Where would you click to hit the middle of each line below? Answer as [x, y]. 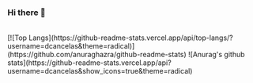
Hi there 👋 [27, 13]
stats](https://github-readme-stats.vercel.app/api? [89, 63]
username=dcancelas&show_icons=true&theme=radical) [100, 71]
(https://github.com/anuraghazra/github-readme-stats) [97, 55]
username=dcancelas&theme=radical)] [71, 46]
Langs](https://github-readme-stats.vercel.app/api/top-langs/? [131, 38]
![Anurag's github [217, 55]
